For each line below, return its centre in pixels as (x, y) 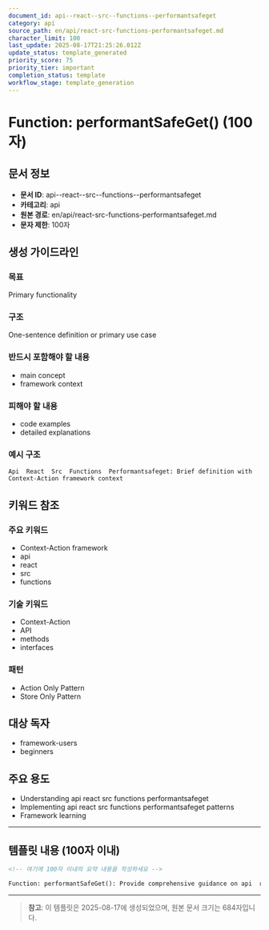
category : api (32, 23)
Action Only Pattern (52, 687)
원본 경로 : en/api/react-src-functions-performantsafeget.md (118, 214)
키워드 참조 (34, 505)
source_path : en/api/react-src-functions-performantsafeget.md (116, 30)
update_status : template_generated (68, 53)
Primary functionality (43, 295)
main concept (42, 375)
